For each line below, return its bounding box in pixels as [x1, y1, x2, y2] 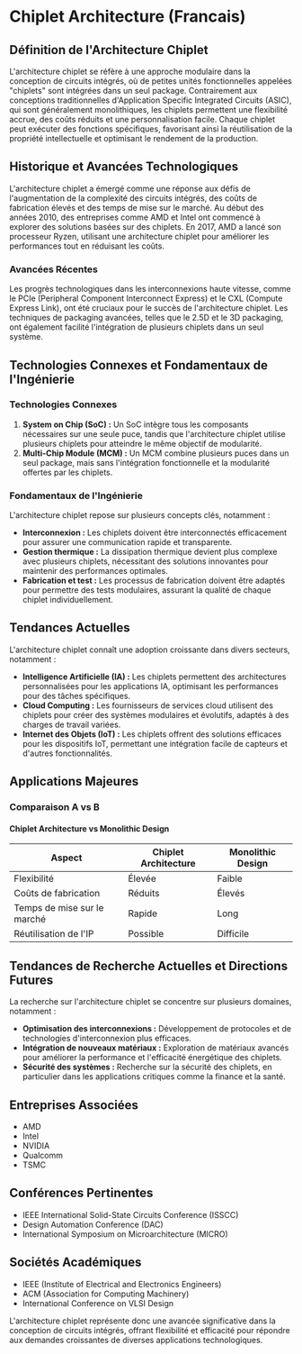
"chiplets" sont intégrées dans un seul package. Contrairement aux [9, 86, 258, 95]
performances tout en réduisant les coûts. [9, 241, 164, 251]
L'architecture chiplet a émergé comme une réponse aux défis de [9, 183, 252, 194]
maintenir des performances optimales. [22, 566, 168, 577]
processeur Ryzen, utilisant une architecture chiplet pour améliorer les [9, 231, 270, 241]
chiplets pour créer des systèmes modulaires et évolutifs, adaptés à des [22, 709, 289, 720]
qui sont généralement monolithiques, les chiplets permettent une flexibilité [9, 105, 289, 114]
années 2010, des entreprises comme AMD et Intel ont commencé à [9, 212, 261, 223]
